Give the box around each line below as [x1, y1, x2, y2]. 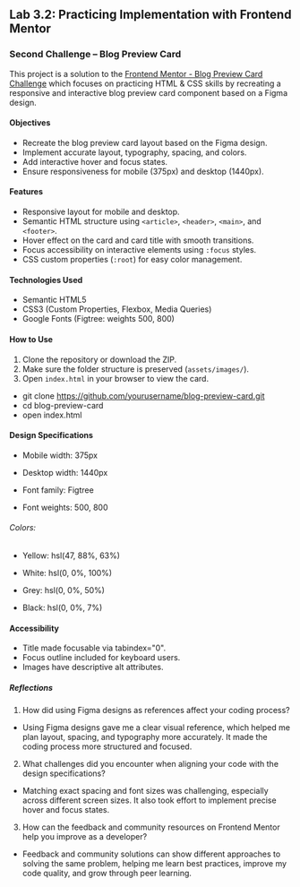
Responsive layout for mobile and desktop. [21, 206, 181, 218]
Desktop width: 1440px [21, 467, 108, 478]
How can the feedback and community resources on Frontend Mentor [21, 822, 280, 832]
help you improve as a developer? [21, 831, 148, 842]
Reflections [9, 682, 54, 693]
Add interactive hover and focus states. [21, 156, 168, 167]
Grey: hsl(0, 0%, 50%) [21, 584, 106, 595]
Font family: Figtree [21, 484, 94, 495]
